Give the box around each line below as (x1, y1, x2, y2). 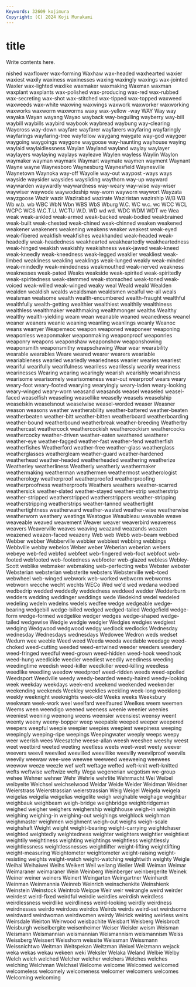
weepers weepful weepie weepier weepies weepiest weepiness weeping (6, 725, 182, 732)
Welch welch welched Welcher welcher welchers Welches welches (6, 955, 168, 962)
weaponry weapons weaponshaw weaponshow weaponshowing (6, 338, 162, 345)
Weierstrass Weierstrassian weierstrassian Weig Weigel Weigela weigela (6, 787, 181, 794)
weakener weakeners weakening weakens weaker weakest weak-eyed (6, 226, 177, 233)
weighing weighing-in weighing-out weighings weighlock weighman (6, 812, 170, 819)
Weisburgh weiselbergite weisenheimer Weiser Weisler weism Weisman (6, 924, 179, 931)
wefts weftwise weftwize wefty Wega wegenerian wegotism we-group (6, 768, 176, 775)
